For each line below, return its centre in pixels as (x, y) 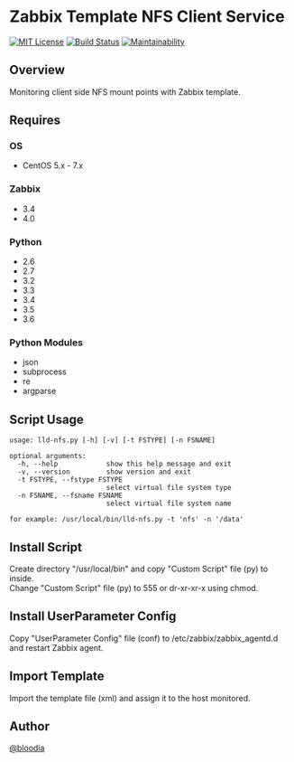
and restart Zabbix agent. (56, 647)
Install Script (46, 547)
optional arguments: (48, 456)
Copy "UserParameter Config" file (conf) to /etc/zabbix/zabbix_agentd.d (144, 638)
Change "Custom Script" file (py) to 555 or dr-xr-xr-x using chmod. (134, 588)
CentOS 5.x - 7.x (53, 165)
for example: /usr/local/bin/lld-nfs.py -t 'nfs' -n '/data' (127, 520)
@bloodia (27, 748)
